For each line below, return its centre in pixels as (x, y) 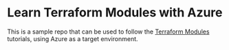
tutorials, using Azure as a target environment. (73, 38)
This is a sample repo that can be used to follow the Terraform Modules (108, 32)
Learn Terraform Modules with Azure (115, 13)
